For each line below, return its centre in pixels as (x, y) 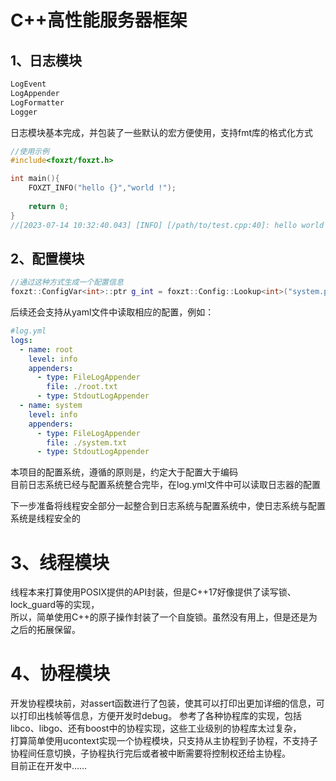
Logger (24, 112)
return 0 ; (49, 206)
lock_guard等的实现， (55, 605)
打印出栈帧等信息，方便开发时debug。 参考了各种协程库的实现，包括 (160, 716)
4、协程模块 (60, 673)
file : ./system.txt (87, 442)
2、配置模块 (47, 258)
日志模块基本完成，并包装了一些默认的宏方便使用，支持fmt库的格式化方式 (162, 132)
